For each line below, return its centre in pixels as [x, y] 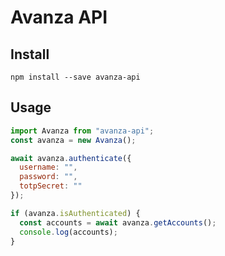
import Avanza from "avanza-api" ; [82, 131]
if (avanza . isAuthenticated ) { [75, 213]
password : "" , [48, 177]
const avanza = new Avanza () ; [73, 140]
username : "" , [48, 167]
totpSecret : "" [51, 186]
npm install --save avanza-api [75, 77]
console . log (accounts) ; [68, 232]
